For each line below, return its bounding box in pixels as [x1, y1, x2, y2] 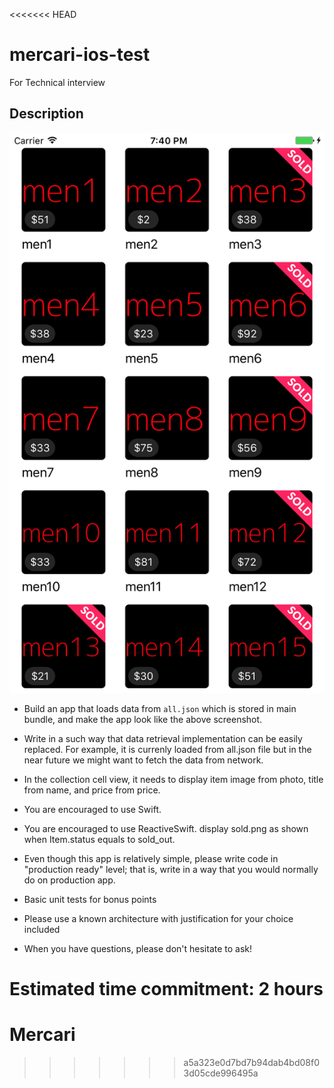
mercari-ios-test [9, 44, 151, 66]
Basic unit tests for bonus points [23, 893, 157, 905]
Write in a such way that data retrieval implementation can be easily [23, 732, 303, 744]
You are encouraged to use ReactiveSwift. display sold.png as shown [23, 822, 309, 834]
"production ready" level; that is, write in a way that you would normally [23, 863, 319, 875]
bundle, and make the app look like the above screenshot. [23, 713, 263, 725]
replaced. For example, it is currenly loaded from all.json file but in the [23, 743, 312, 755]
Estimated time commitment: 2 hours [9, 977, 324, 1000]
